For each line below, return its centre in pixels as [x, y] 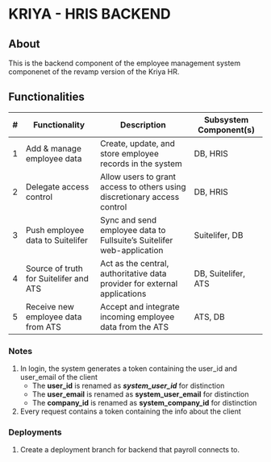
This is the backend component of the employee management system [125, 63]
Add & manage [54, 148]
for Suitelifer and [57, 278]
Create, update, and [138, 144]
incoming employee [137, 317]
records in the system [141, 164]
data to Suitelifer [57, 240]
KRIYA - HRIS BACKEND [90, 14]
